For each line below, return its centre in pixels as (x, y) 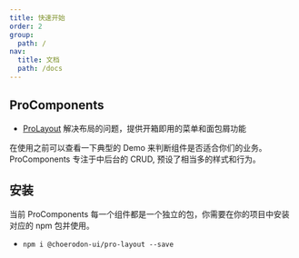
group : (22, 35)
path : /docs (40, 69)
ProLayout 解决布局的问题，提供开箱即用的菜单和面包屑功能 (135, 128)
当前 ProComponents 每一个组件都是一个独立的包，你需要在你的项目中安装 (149, 213)
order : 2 (26, 26)
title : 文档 (39, 60)
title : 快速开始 (37, 18)
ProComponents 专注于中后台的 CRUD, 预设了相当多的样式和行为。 (135, 159)
